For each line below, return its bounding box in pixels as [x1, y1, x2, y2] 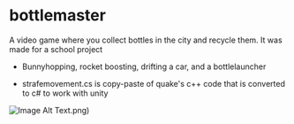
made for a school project [9, 43, 103, 54]
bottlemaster [9, 5, 106, 26]
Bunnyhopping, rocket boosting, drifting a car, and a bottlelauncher [21, 61, 267, 72]
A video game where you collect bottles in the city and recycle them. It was [9, 35, 283, 45]
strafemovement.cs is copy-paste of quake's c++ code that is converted [21, 78, 285, 89]
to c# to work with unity [21, 88, 109, 98]
